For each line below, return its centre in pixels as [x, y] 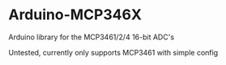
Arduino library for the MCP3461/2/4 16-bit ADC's [92, 37]
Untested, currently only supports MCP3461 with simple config [113, 52]
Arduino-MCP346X [75, 15]
